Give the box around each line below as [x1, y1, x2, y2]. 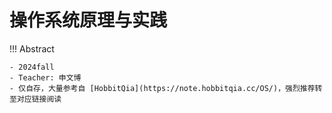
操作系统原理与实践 [9, 9, 168, 32]
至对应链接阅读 [9, 94, 62, 104]
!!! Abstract [9, 42, 55, 55]
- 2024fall [9, 62, 55, 72]
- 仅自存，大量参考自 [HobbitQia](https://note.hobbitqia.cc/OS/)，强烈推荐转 [9, 83, 323, 93]
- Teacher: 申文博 [9, 72, 82, 83]
